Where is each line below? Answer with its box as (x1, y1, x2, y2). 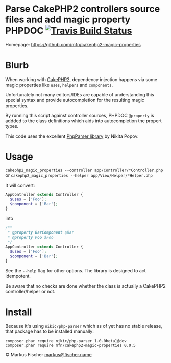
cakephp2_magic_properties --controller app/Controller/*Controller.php (5, 168, 163, 173)
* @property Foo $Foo (7, 235, 54, 240)
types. (5, 123, 19, 129)
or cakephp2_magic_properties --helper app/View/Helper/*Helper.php (5, 172, 153, 178)
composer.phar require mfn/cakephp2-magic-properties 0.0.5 (5, 343, 136, 348)
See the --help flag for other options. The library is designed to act (5, 268, 146, 274)
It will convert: (5, 182, 35, 188)
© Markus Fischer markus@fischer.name (5, 352, 92, 358)
